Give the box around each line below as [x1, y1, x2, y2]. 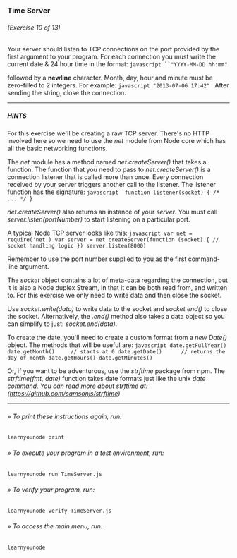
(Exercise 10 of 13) [7, 23, 61, 32]
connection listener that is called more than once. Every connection [7, 173, 204, 181]
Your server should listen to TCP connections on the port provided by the [7, 45, 220, 54]
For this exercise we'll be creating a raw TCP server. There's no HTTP [7, 129, 210, 138]
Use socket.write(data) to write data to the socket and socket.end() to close [7, 305, 228, 313]
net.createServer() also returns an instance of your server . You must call [7, 207, 218, 217]
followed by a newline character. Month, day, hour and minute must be [7, 73, 213, 83]
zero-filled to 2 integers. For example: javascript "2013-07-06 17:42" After [7, 81, 229, 90]
